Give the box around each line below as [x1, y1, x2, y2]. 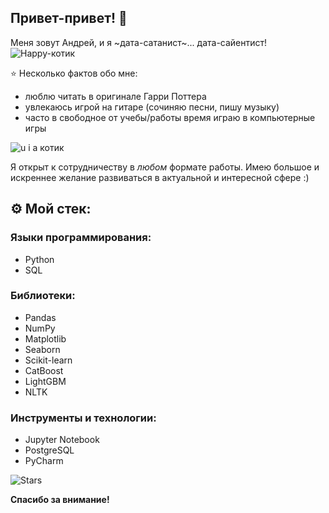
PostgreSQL [24, 444, 75, 456]
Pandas [24, 311, 57, 323]
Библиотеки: [10, 289, 76, 303]
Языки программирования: [10, 231, 152, 245]
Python [24, 253, 55, 265]
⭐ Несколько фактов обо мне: [10, 67, 138, 79]
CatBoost [24, 364, 64, 376]
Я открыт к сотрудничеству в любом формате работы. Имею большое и [10, 161, 320, 173]
